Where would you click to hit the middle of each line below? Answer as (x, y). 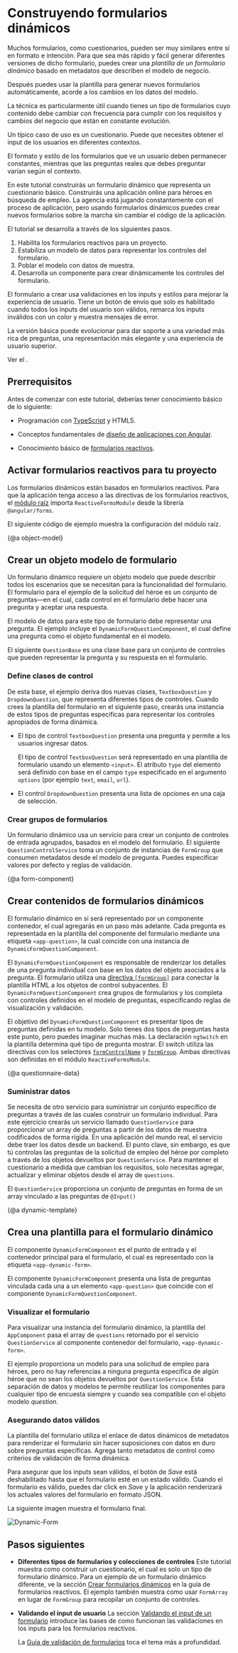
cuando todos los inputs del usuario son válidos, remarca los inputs (106, 309)
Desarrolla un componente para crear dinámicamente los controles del (121, 272)
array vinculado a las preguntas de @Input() (72, 1196)
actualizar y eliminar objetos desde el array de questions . (91, 1175)
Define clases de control (50, 676)
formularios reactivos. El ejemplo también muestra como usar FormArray (123, 1592)
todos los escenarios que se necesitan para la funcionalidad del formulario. (118, 585)
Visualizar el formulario (49, 1312)
